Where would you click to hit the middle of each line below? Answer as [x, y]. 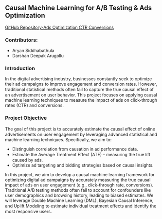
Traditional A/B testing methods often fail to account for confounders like [78, 190]
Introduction [20, 69]
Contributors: [21, 40]
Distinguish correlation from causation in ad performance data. [75, 149]
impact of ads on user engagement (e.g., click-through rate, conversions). [79, 185]
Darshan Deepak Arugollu [38, 56]
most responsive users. [28, 211]
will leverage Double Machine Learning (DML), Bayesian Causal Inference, [79, 200]
